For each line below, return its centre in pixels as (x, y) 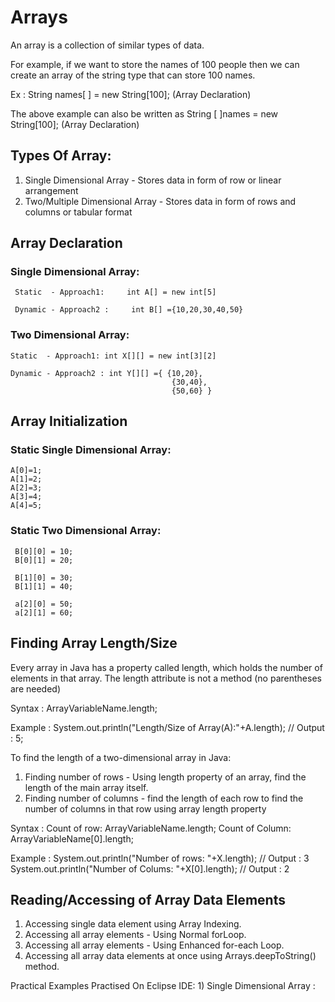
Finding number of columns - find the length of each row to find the (164, 798)
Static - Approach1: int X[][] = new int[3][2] (113, 356)
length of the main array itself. (86, 787)
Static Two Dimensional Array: (86, 531)
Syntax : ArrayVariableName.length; (84, 708)
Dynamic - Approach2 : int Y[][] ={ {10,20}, (106, 373)
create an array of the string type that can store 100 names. (133, 75)
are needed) (36, 688)
